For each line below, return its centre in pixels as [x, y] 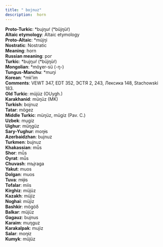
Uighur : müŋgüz [22, 126]
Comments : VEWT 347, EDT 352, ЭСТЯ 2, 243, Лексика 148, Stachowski [82, 83]
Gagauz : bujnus [22, 217]
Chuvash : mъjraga [25, 163]
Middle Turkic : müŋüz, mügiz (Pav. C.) [45, 115]
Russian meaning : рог [29, 56]
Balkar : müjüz [20, 212]
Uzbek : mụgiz [20, 120]
